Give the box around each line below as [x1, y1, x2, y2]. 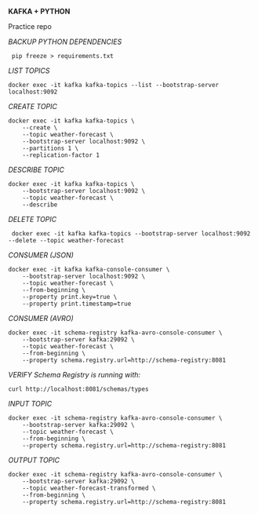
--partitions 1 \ [22, 144, 79, 152]
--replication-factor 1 [22, 151, 100, 159]
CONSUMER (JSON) [8, 250, 74, 260]
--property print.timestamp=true [22, 300, 132, 308]
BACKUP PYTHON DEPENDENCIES [8, 37, 122, 46]
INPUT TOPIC [8, 399, 53, 408]
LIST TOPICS [8, 66, 50, 75]
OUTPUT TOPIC [8, 455, 60, 465]
